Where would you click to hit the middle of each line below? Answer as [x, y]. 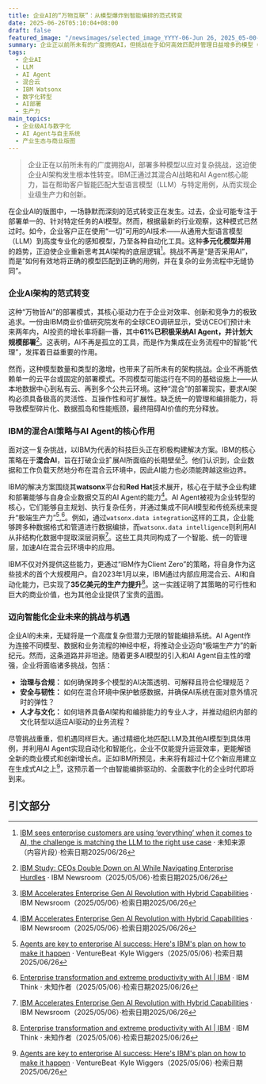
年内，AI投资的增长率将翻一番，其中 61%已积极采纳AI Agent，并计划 [134, 332]
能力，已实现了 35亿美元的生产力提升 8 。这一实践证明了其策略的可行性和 [139, 584]
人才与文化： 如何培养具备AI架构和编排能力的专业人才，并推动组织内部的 [139, 711]
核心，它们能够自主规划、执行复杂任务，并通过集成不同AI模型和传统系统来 [129, 507]
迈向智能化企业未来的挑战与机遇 [69, 617]
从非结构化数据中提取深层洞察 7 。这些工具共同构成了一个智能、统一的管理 [128, 537]
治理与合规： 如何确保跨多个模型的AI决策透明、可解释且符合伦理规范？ [135, 682]
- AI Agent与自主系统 [48, 133]
